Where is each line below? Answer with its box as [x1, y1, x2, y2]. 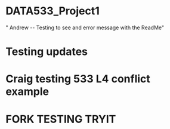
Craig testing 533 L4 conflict [5, 72, 150, 86]
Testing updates [5, 45, 88, 59]
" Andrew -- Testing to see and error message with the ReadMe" [5, 24, 165, 31]
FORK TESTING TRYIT [5, 112, 116, 126]
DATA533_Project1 [5, 4, 100, 18]
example [5, 85, 50, 99]
